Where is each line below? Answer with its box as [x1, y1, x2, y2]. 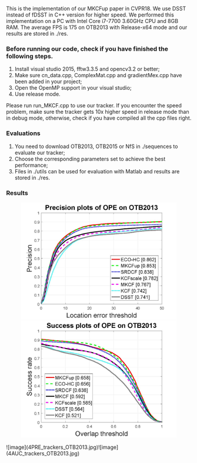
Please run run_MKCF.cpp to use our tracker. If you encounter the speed [6, 102, 182, 109]
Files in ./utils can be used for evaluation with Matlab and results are [14, 168, 180, 175]
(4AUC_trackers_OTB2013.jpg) [6, 450, 80, 457]
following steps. [6, 52, 54, 60]
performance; [14, 162, 48, 169]
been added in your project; [14, 78, 82, 85]
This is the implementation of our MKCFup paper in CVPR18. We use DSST [6, 5, 186, 12]
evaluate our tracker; [14, 149, 66, 156]
